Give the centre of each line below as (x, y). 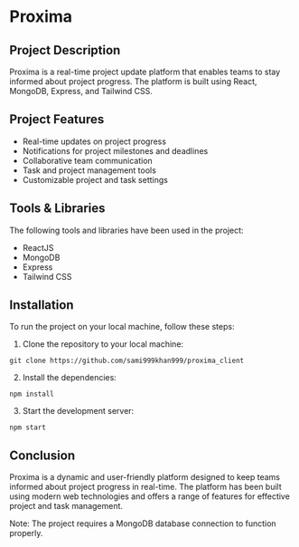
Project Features (57, 120)
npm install (32, 394)
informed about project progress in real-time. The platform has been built (145, 487)
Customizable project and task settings (95, 179)
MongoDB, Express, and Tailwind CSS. (81, 91)
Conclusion (42, 455)
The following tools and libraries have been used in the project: (126, 230)
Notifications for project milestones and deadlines (115, 150)
